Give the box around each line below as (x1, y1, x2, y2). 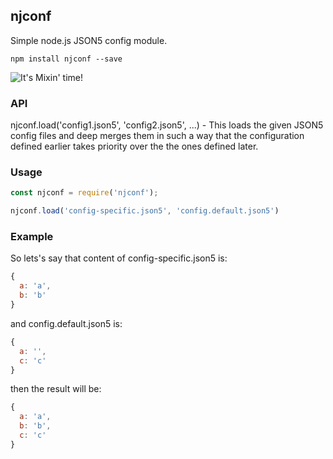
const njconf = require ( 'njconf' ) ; (10, 188, 159, 198)
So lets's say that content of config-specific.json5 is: (10, 252, 228, 264)
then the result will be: (10, 383, 102, 395)
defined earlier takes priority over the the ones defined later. (10, 140, 259, 153)
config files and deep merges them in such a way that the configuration (10, 130, 305, 142)
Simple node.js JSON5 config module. (10, 34, 168, 46)
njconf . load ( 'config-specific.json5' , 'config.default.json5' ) (10, 206, 280, 216)
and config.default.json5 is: (10, 317, 123, 329)
